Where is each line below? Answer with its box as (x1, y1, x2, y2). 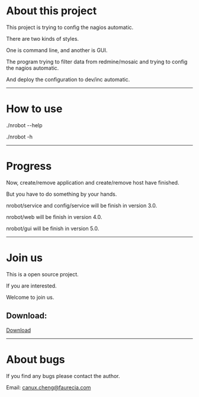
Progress (6, 160, 52, 173)
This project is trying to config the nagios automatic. (6, 24, 134, 31)
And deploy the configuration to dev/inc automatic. (6, 76, 130, 83)
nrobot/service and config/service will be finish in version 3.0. (6, 202, 158, 209)
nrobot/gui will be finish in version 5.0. (6, 225, 99, 232)
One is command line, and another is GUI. (6, 46, 108, 54)
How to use (6, 102, 63, 116)
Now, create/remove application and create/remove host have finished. (6, 179, 179, 186)
